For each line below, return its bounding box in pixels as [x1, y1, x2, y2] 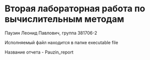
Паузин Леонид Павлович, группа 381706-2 [4, 30, 97, 36]
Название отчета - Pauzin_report [4, 49, 74, 55]
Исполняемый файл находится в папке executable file [4, 39, 119, 45]
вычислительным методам [4, 13, 125, 25]
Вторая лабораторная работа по [4, 3, 146, 14]
